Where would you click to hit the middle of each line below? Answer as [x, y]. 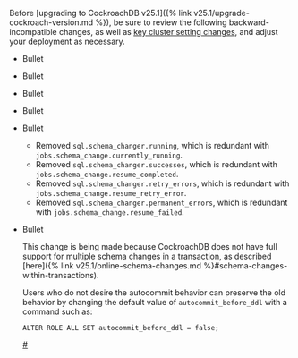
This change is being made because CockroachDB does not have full [149, 247]
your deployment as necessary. [67, 41]
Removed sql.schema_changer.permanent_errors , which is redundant [162, 202]
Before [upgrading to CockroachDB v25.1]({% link [101, 13]
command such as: [57, 311]
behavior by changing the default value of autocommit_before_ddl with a [155, 302]
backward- [249, 22]
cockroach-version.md [51, 22]
